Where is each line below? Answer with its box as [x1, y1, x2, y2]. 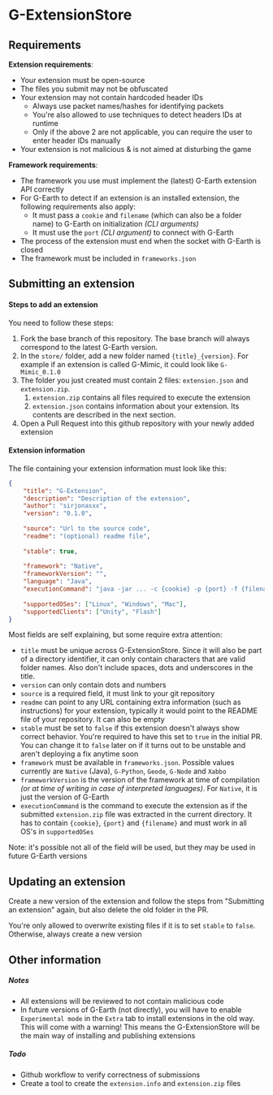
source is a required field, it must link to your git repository [19, 689, 215, 699]
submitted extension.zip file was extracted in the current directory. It [19, 810, 253, 820]
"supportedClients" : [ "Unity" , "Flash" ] [23, 608, 162, 616]
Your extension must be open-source [19, 76, 145, 84]
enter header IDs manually [32, 136, 121, 145]
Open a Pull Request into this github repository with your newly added [19, 418, 254, 428]
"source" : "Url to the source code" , [23, 525, 151, 533]
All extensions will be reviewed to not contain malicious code [19, 996, 224, 1006]
